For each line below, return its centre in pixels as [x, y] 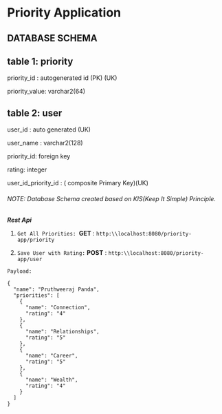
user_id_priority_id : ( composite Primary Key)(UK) [78, 183]
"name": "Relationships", [62, 332]
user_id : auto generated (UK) [49, 130]
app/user [30, 260]
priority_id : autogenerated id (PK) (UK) [62, 78]
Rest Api [20, 220]
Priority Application [64, 13]
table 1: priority [40, 61]
